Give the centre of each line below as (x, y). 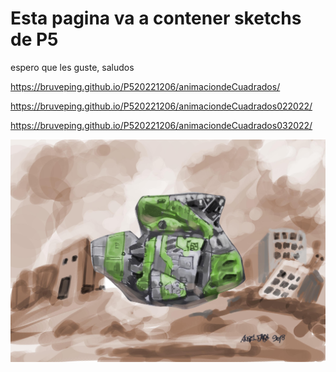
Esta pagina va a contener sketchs (156, 18)
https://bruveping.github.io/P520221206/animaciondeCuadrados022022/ (161, 106)
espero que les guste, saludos (72, 67)
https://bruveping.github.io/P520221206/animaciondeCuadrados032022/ (161, 125)
